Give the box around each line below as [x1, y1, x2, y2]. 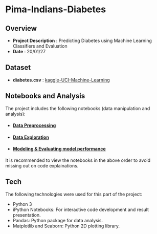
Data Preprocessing [12, 122, 56, 129]
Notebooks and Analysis [5, 92, 85, 100]
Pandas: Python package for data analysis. [12, 217, 103, 223]
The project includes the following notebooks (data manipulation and [5, 105, 150, 111]
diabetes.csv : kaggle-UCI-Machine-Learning [12, 77, 110, 83]
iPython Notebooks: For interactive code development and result [12, 206, 149, 212]
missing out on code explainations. [5, 163, 79, 169]
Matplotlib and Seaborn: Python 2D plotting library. [12, 223, 120, 229]
